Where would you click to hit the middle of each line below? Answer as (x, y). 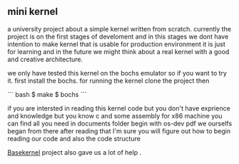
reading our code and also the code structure (74, 138)
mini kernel (33, 12)
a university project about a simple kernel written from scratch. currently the (119, 29)
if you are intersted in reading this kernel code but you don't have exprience (119, 108)
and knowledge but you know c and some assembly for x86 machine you (115, 116)
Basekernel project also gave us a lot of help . (74, 152)
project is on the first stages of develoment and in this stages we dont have (118, 36)
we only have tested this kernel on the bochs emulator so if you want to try (117, 73)
